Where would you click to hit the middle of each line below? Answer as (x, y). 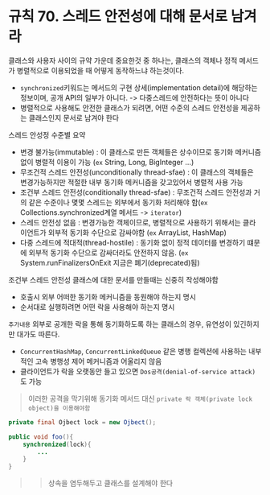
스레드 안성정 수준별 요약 (47, 134)
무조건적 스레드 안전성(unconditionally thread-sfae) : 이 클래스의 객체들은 (137, 172)
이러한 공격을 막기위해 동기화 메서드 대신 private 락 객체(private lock (140, 398)
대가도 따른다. (38, 334)
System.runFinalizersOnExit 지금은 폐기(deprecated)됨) (110, 262)
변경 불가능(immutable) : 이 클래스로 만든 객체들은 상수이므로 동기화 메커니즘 (140, 152)
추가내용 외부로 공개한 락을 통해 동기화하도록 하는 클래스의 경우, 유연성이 (120, 324)
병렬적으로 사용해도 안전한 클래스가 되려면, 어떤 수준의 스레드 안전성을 (129, 107)
